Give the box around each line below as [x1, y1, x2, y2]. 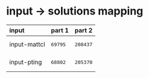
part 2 [74, 26, 93, 34]
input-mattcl [9, 41, 45, 49]
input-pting [9, 58, 42, 67]
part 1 [51, 26, 69, 34]
